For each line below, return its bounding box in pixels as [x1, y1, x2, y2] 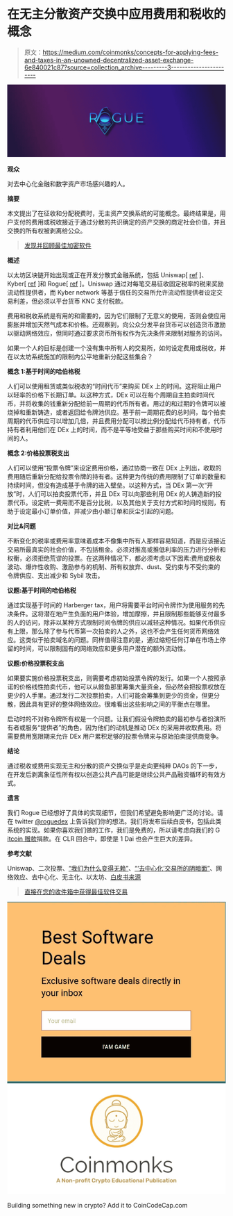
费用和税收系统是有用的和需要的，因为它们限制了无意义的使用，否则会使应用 [7, 312, 226, 320]
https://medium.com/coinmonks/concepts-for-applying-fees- [42, 48, 219, 56]
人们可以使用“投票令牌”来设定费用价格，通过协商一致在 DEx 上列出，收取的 [7, 463, 222, 473]
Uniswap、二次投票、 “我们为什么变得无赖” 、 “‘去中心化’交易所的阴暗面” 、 [7, 864, 216, 873]
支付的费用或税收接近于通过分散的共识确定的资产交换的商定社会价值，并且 [12, 218, 226, 227]
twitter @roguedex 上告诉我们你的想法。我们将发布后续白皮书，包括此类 [15, 817, 222, 825]
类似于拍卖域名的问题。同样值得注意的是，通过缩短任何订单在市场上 [25, 636, 220, 644]
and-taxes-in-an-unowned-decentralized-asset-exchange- [24, 56, 194, 64]
